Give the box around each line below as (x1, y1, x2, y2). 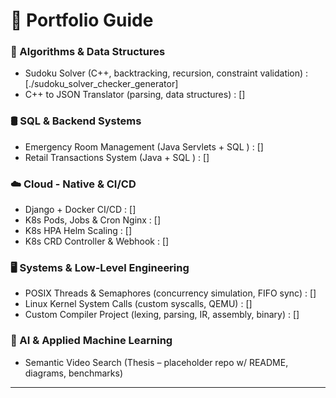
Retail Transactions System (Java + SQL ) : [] (24, 151, 210, 163)
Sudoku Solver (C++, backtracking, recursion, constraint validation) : (24, 67, 309, 79)
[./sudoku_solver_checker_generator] (24, 78, 179, 90)
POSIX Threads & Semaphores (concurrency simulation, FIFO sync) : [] (24, 287, 317, 299)
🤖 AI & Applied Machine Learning (10, 334, 173, 348)
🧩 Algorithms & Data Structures (10, 45, 166, 59)
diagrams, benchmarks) (24, 367, 124, 379)
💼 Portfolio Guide (10, 9, 154, 32)
